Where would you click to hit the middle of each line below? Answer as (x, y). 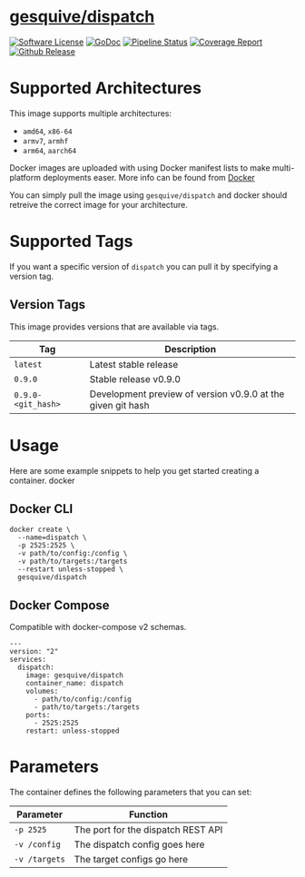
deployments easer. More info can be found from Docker (149, 177)
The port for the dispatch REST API (148, 830)
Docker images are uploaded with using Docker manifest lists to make (140, 168)
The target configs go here (131, 860)
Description (190, 349)
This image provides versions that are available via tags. (114, 326)
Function (148, 814)
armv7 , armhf (45, 140)
